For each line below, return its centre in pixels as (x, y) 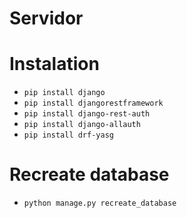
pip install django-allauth (82, 125)
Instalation (54, 64)
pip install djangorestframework (93, 103)
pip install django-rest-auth (87, 114)
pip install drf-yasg (68, 135)
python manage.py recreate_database (100, 203)
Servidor (46, 18)
